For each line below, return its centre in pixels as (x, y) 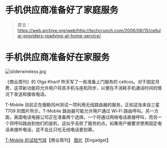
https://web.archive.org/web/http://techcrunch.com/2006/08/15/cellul (89, 30)
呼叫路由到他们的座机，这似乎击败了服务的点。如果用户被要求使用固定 (85, 123)
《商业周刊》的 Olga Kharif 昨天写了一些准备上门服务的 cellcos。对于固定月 (83, 81)
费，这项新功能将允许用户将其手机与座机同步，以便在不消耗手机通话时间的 (81, 88)
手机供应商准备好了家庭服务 (62, 10)
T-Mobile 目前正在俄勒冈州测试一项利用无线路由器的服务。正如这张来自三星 (83, 104)
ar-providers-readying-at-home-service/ (59, 36)
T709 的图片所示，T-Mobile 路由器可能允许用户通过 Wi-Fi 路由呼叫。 (75, 111)
